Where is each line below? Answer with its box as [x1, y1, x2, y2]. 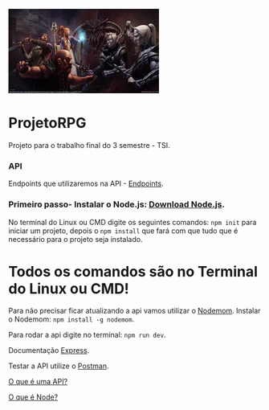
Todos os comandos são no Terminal [8, 262, 259, 281]
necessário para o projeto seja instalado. [8, 234, 143, 244]
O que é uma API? [8, 377, 68, 387]
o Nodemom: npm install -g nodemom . [8, 314, 135, 324]
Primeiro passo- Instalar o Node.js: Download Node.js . [8, 199, 225, 210]
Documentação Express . [8, 346, 90, 355]
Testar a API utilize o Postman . [8, 361, 109, 371]
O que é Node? [8, 392, 59, 402]
